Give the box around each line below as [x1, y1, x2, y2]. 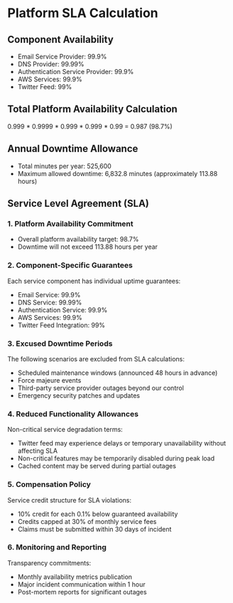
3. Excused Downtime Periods [7, 339, 113, 349]
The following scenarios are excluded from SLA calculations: [7, 354, 185, 363]
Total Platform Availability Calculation [7, 103, 178, 115]
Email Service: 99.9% [17, 290, 81, 299]
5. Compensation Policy [7, 480, 91, 490]
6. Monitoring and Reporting [7, 542, 107, 552]
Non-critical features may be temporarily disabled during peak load [17, 454, 215, 463]
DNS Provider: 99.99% [17, 60, 85, 68]
